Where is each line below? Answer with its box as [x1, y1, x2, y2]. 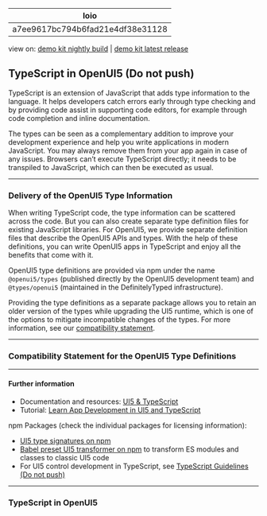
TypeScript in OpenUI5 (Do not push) [8, 67, 195, 80]
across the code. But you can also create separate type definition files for [8, 216, 249, 226]
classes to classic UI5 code [19, 452, 110, 462]
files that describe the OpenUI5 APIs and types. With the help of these [8, 234, 238, 243]
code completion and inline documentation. [8, 113, 150, 122]
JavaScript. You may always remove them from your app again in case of [8, 145, 248, 155]
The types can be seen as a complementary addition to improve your [8, 129, 234, 138]
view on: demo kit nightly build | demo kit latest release [8, 44, 189, 53]
